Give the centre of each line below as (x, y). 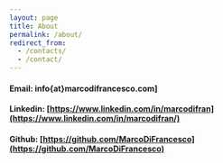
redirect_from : (38, 43)
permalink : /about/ (46, 34)
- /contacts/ (42, 51)
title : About (34, 26)
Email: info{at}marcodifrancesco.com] (84, 88)
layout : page (34, 18)
